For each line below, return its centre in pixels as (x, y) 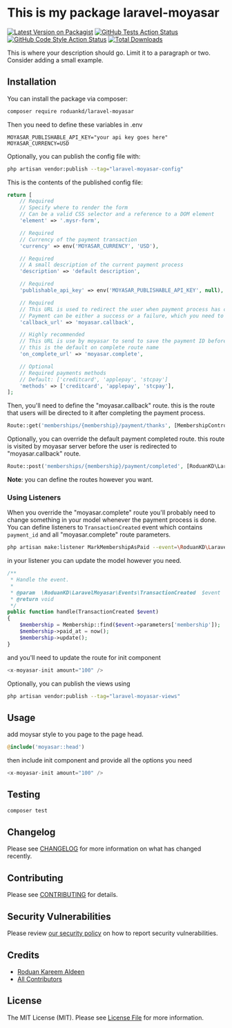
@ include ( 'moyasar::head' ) (46, 747)
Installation (32, 82)
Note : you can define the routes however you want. (80, 479)
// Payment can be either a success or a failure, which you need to (122, 316)
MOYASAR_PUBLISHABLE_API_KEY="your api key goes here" (88, 137)
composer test (28, 810)
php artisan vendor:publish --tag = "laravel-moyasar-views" (94, 696)
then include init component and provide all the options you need (99, 760)
